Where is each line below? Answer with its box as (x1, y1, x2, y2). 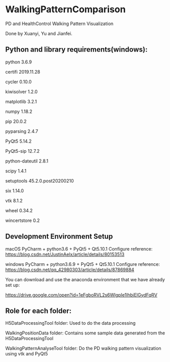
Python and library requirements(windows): (5, 45, 148, 54)
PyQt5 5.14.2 (5, 138, 32, 144)
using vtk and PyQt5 (5, 351, 48, 357)
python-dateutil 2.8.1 (5, 157, 48, 164)
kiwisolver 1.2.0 (5, 88, 38, 95)
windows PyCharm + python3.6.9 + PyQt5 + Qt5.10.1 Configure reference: (5, 261, 160, 267)
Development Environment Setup (5, 232, 113, 241)
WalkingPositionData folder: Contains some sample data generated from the (5, 330, 165, 336)
